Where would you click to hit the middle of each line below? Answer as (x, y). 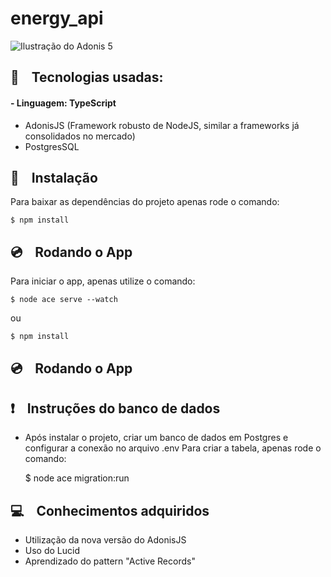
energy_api (57, 18)
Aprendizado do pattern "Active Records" (110, 561)
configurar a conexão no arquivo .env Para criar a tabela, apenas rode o (173, 448)
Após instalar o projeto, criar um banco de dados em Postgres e (156, 438)
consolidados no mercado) (80, 136)
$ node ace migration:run (77, 478)
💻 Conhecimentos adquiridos (110, 510)
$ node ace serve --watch (64, 300)
